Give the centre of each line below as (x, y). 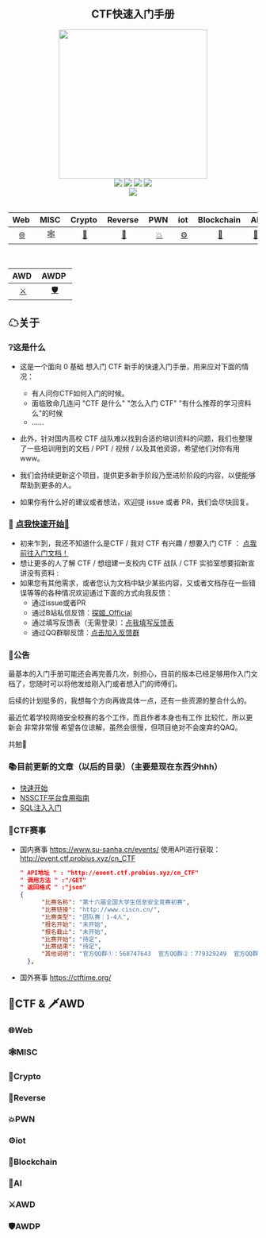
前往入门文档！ (44, 553)
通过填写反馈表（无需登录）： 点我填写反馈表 (103, 623)
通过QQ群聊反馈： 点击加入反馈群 (85, 632)
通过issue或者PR (59, 603)
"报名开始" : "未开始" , (74, 924)
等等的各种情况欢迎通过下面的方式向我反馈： (99, 592)
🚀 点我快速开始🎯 (39, 524)
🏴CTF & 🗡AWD (46, 1004)
